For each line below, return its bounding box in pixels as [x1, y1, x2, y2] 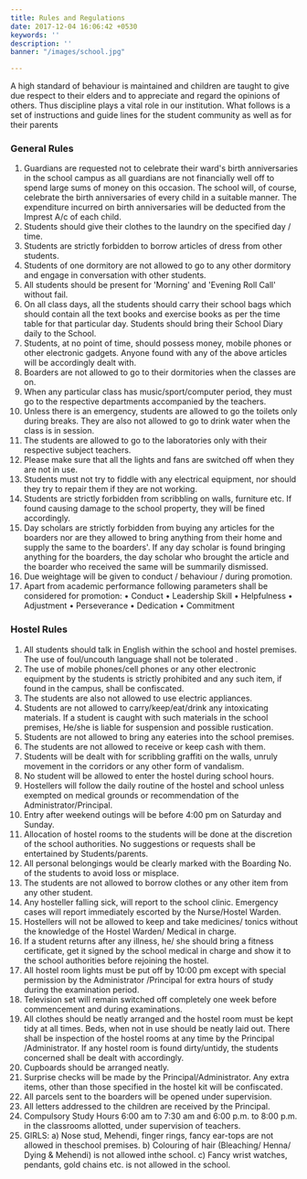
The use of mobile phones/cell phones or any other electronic [23, 663, 257, 674]
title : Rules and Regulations [10, 13, 126, 23]
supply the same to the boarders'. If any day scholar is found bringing [23, 541, 286, 553]
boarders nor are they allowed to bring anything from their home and [23, 532, 282, 543]
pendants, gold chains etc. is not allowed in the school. [23, 1159, 231, 1170]
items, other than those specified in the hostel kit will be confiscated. [23, 1081, 283, 1092]
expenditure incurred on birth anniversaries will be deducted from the [23, 202, 286, 213]
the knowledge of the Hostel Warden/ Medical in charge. [23, 926, 237, 937]
